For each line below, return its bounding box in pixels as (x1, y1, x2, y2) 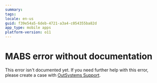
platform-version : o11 (5, 30, 51, 35)
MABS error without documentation (5, 51, 153, 62)
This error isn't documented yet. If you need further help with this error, (5, 67, 149, 73)
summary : (5, 7, 23, 12)
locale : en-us (5, 16, 34, 21)
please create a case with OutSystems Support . (5, 72, 101, 78)
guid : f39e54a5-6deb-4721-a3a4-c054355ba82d (5, 21, 97, 26)
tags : (5, 12, 16, 17)
